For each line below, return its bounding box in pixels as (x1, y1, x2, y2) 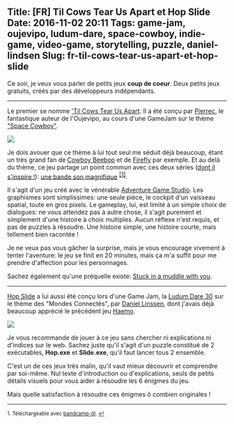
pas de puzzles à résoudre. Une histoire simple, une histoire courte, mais (7, 223, 217, 232)
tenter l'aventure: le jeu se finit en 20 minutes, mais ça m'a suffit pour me (7, 251, 217, 259)
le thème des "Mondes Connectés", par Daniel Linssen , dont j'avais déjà (7, 300, 214, 308)
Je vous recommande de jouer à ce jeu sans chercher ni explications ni (7, 333, 212, 342)
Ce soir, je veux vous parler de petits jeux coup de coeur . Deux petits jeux (7, 79, 220, 87)
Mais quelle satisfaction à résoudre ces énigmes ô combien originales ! (7, 391, 211, 399)
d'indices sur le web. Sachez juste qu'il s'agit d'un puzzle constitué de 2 (7, 341, 214, 349)
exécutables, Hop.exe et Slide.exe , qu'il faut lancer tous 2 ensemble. (7, 349, 206, 357)
